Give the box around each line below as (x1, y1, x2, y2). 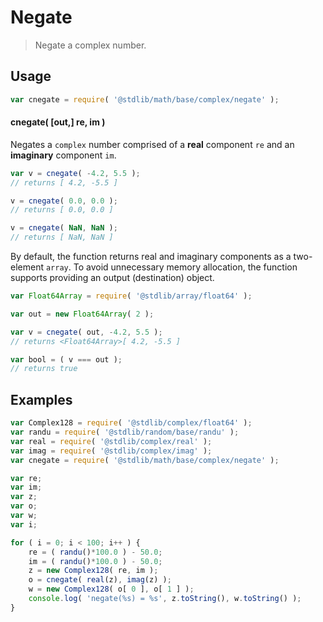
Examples (10, 391, 73, 408)
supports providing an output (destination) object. (10, 272, 215, 284)
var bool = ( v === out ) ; (10, 354, 123, 365)
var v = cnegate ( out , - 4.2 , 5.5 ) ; (10, 327, 163, 337)
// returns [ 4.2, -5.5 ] (10, 177, 118, 188)
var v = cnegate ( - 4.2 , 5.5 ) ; (10, 168, 141, 178)
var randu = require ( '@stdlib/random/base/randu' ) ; (10, 427, 240, 438)
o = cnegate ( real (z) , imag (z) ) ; (28, 575, 172, 585)
